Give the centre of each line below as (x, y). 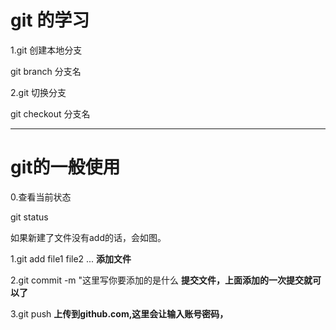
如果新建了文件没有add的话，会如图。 (88, 237)
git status (29, 217)
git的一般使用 (65, 167)
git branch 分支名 (46, 71)
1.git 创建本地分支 (46, 50)
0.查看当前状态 (41, 197)
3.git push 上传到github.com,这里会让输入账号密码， (119, 313)
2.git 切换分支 (38, 92)
